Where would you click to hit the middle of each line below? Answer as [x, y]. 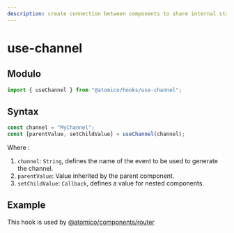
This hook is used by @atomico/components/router [81, 222]
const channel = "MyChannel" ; [51, 128]
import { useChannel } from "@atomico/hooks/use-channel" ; [95, 90]
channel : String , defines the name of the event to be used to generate [117, 161]
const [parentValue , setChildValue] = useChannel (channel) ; [96, 134]
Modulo [24, 74]
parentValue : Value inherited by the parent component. [96, 176]
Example [26, 205]
